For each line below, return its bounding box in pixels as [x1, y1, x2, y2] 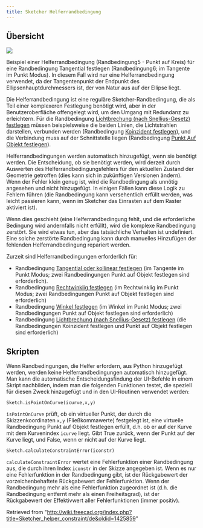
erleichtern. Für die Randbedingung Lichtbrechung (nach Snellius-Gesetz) [6, 115, 190, 123]
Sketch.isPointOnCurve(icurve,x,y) [6, 400, 96, 406]
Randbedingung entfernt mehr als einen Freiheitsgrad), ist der [6, 491, 160, 498]
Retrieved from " [6, 509, 47, 516]
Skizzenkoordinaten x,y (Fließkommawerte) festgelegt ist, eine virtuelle [6, 417, 184, 424]
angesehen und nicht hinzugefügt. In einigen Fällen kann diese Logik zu [6, 185, 185, 192]
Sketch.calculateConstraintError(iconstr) [6, 448, 115, 454]
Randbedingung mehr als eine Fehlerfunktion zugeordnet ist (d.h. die [6, 484, 178, 491]
